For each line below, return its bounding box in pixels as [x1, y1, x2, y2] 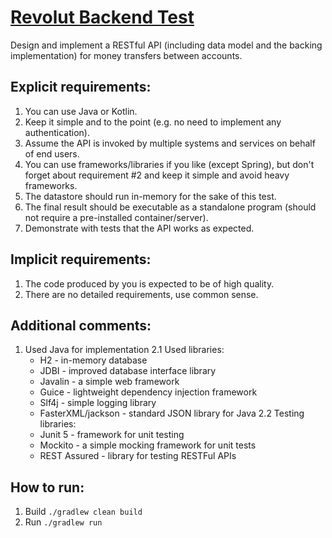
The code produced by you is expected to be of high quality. [24, 277, 275, 290]
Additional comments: [10, 317, 152, 334]
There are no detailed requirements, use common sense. [24, 288, 259, 300]
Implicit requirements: [10, 251, 152, 268]
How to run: [10, 479, 85, 496]
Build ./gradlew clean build [24, 506, 143, 518]
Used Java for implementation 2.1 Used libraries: [24, 344, 225, 356]
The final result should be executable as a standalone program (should [24, 201, 317, 213]
